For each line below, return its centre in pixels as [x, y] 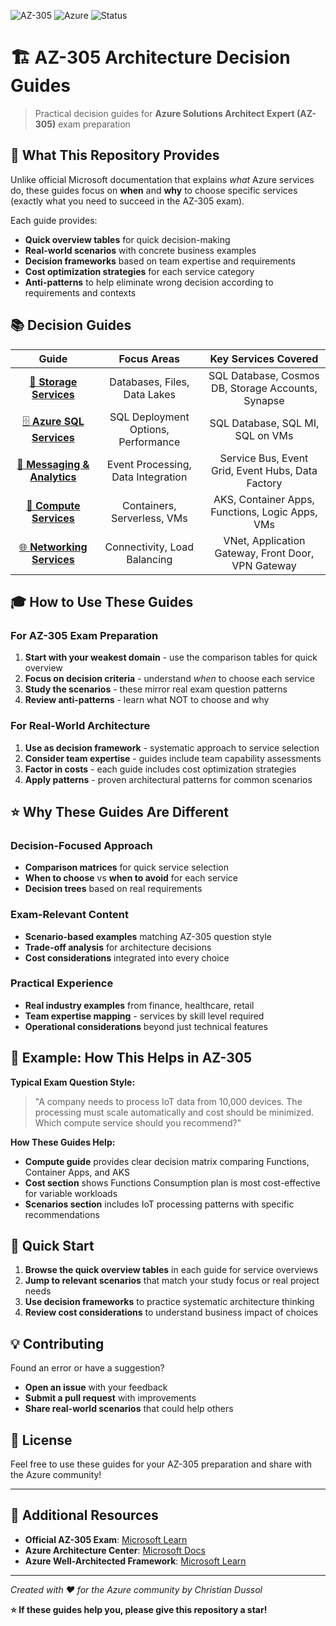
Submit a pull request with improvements [110, 1398]
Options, [149, 429]
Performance [149, 442]
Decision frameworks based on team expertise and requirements [160, 261]
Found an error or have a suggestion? [87, 1368]
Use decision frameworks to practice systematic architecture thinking [169, 1302]
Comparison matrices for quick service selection [126, 867]
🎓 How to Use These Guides [102, 601]
